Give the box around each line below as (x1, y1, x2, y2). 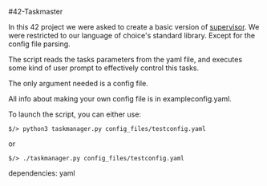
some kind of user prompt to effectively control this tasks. (8, 63, 199, 73)
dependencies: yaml (8, 168, 75, 178)
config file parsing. (8, 39, 71, 49)
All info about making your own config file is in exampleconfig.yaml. (8, 94, 233, 103)
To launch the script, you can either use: (8, 109, 142, 119)
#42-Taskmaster (8, 7, 63, 16)
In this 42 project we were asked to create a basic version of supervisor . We (8, 22, 260, 31)
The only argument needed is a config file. (8, 79, 148, 88)
